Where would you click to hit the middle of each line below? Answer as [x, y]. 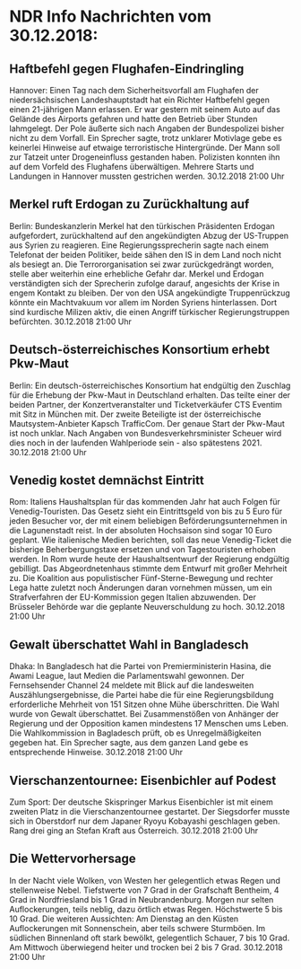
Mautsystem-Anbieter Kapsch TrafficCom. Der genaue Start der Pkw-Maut [147, 423]
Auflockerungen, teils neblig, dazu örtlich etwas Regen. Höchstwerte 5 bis [146, 909]
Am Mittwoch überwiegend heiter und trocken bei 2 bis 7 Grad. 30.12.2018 [146, 947]
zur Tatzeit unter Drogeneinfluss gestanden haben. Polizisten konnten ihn [145, 157]
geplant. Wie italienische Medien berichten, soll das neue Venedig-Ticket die [150, 540]
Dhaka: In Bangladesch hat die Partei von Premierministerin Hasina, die [140, 666]
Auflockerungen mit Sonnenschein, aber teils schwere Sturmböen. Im [138, 928]
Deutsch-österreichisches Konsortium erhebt [140, 350]
